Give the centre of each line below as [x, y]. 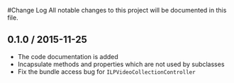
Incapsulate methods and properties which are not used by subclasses [121, 64]
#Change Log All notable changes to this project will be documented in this [117, 10]
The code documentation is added [68, 56]
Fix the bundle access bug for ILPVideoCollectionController [107, 71]
